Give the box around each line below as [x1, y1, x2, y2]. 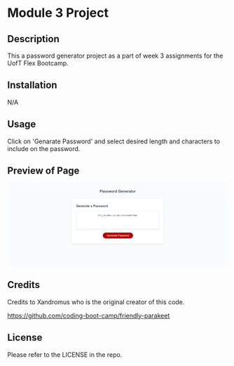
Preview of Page [7, 165, 80, 177]
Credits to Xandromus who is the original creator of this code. [7, 297, 185, 306]
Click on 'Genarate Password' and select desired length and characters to [7, 137, 221, 145]
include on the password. [7, 144, 81, 152]
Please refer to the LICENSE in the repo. [7, 350, 123, 359]
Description [7, 33, 60, 45]
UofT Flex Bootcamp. [7, 59, 69, 67]
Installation [7, 79, 57, 91]
